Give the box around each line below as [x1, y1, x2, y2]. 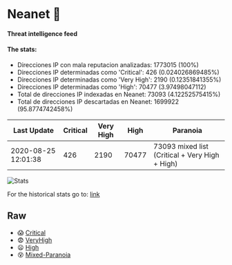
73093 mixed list [153, 141, 209, 151]
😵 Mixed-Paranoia [17, 250, 71, 259]
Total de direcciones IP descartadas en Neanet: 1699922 [17, 97, 180, 106]
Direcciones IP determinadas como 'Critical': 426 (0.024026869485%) [17, 68, 220, 76]
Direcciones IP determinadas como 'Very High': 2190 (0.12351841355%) [17, 75, 222, 84]
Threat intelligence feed [7, 29, 78, 37]
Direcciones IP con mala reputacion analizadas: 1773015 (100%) [17, 60, 199, 68]
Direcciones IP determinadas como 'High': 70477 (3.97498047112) [17, 82, 206, 91]
